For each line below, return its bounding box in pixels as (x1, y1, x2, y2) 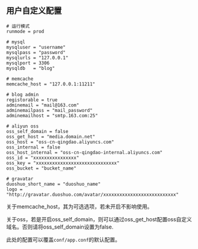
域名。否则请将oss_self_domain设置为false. (6, 223, 114, 230)
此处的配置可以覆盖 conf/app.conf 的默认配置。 (6, 236, 121, 243)
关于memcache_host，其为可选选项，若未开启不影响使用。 (6, 203, 153, 210)
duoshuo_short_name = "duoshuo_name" (6, 181, 101, 187)
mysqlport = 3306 (6, 60, 50, 66)
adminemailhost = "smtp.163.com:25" (6, 112, 98, 118)
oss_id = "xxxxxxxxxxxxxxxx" (6, 155, 79, 161)
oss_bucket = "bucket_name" (6, 165, 77, 171)
